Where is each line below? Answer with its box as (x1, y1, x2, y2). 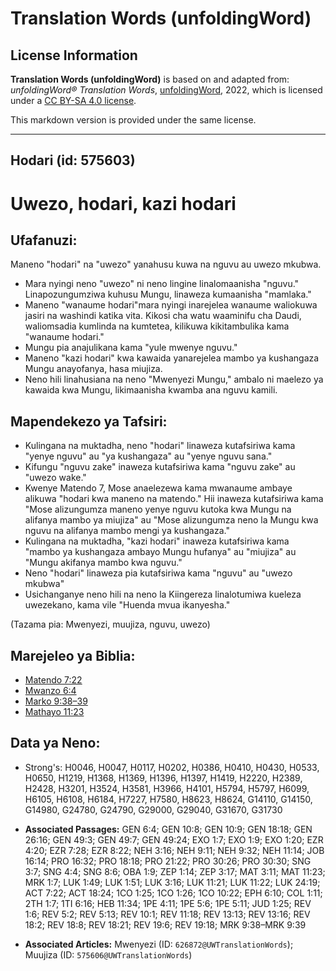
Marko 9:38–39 (24, 695, 88, 707)
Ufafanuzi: (10, 232, 78, 249)
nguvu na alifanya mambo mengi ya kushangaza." (24, 525, 230, 537)
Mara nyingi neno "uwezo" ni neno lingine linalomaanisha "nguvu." (24, 278, 300, 290)
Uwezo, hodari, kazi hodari (10, 192, 237, 215)
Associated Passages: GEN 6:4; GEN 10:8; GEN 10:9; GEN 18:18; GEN (24, 823, 313, 835)
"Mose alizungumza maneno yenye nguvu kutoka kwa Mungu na (24, 503, 292, 516)
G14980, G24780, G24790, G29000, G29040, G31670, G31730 (24, 803, 283, 816)
